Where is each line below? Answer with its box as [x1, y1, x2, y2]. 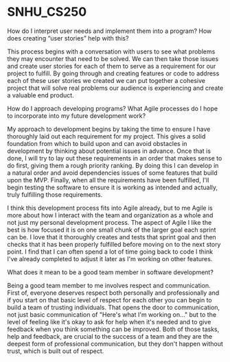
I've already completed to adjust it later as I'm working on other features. [7, 254, 213, 263]
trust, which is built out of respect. [7, 347, 104, 355]
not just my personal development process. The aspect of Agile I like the [7, 218, 212, 226]
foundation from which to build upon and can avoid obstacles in [7, 139, 187, 147]
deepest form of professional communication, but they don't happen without [7, 339, 223, 348]
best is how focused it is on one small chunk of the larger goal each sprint [7, 226, 216, 234]
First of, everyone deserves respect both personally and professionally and [7, 289, 220, 297]
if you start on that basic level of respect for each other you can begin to [7, 295, 213, 304]
